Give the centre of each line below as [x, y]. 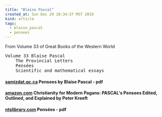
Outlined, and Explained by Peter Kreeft [46, 98]
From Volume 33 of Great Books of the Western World [60, 46]
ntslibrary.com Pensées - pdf [36, 109]
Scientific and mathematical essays [60, 71]
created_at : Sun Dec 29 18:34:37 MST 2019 [49, 14]
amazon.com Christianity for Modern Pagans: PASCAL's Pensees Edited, [81, 93]
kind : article [20, 19]
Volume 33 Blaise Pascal [35, 56]
